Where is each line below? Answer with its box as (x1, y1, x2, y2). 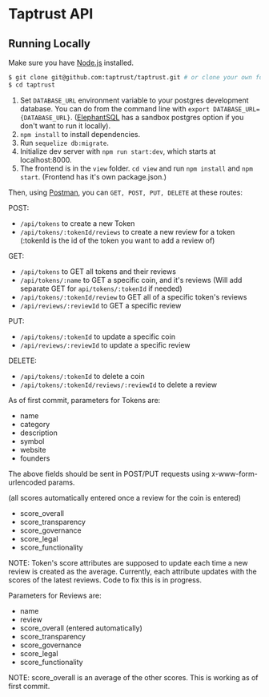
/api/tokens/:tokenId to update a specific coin (19, 332, 176, 341)
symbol (19, 436, 45, 445)
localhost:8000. (19, 155, 72, 164)
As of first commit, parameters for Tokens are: (8, 395, 161, 405)
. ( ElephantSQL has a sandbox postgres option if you (70, 112, 244, 122)
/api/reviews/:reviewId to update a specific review (19, 340, 191, 349)
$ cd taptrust (8, 81, 56, 89)
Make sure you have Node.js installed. (8, 58, 134, 67)
